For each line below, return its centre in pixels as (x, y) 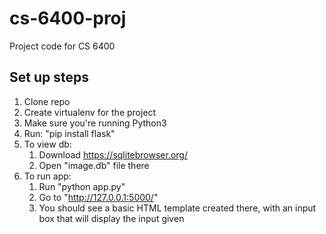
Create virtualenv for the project (90, 112)
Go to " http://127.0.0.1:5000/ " (98, 197)
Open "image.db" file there (94, 165)
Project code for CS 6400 (62, 46)
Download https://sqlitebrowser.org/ (113, 154)
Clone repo (47, 101)
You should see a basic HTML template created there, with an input (177, 208)
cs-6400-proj (68, 18)
